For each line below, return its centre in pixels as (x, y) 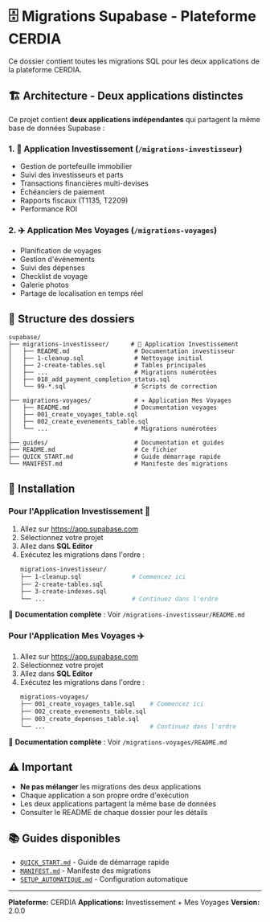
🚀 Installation (42, 488)
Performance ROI (49, 209)
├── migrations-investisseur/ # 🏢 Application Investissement (124, 344)
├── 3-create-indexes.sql (63, 592)
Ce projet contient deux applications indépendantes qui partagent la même (135, 119)
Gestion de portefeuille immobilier (76, 166)
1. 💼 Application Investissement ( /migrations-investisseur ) (125, 149)
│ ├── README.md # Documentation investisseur (122, 351)
